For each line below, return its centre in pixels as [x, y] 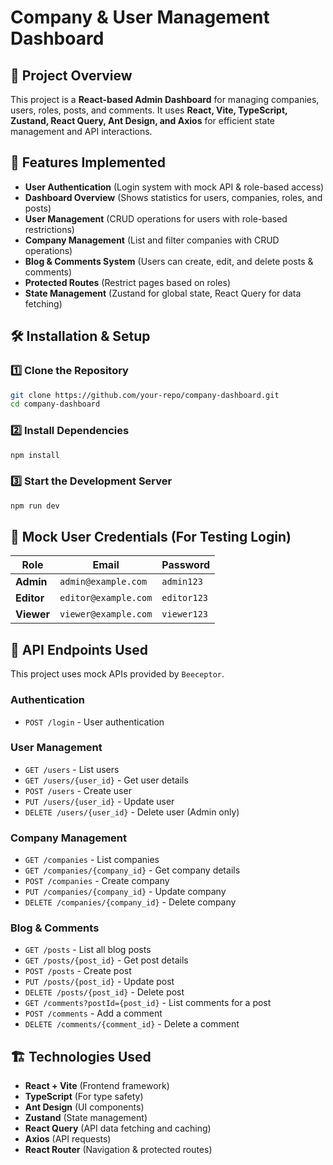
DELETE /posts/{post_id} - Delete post [104, 992]
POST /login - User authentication [94, 722]
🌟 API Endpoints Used [79, 649]
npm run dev [35, 506]
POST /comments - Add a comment [93, 1013]
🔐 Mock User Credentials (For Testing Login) [151, 536]
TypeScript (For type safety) [84, 1097]
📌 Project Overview [71, 75]
